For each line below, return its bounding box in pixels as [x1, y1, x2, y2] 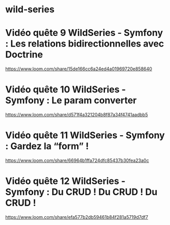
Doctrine [5, 49, 43, 60]
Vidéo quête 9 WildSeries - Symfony [5, 27, 163, 39]
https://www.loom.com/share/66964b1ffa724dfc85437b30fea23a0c [5, 157, 149, 163]
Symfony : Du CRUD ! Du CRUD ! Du [5, 186, 158, 198]
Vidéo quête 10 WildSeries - [5, 84, 126, 95]
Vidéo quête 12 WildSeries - [5, 175, 126, 187]
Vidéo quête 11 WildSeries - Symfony [5, 130, 165, 141]
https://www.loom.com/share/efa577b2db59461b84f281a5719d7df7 [5, 214, 149, 220]
